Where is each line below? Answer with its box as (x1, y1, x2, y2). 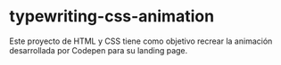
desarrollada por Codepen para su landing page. (9, 45, 188, 55)
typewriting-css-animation (9, 6, 215, 27)
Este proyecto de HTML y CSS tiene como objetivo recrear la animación (9, 36, 273, 46)
